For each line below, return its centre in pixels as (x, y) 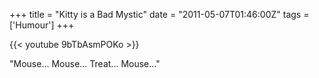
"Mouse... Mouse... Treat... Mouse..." (85, 63)
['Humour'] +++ (42, 25)
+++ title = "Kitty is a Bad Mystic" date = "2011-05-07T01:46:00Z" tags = (159, 14)
